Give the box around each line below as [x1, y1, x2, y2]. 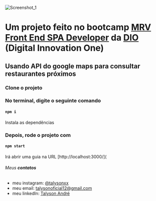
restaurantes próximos [5, 69, 77, 78]
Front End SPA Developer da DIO [5, 32, 139, 44]
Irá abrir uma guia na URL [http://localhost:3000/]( [5, 154, 107, 159]
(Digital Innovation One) [5, 43, 104, 54]
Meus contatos [5, 165, 37, 171]
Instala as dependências [5, 119, 54, 125]
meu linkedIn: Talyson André [12, 190, 70, 196]
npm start [5, 144, 26, 149]
